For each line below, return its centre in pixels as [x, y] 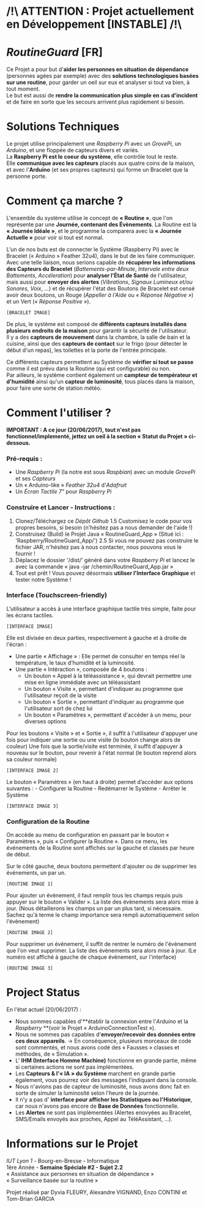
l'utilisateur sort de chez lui [58, 708]
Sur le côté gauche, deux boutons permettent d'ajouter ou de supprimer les [102, 866]
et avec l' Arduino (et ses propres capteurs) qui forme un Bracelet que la [97, 170]
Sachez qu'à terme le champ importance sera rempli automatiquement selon [103, 915]
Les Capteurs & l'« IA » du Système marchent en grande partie [95, 1073]
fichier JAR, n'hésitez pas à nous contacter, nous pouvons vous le [98, 547]
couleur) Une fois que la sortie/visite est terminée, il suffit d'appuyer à [95, 746]
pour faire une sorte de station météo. [54, 388]
